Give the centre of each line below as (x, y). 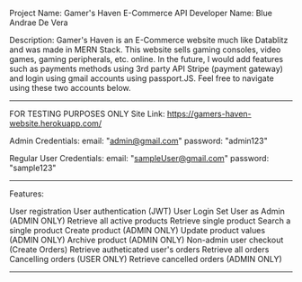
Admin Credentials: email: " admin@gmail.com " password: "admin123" (138, 141)
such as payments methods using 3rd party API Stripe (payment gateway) (146, 68)
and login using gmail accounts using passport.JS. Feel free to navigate (142, 78)
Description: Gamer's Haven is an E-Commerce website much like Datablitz (149, 40)
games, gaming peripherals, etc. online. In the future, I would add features (147, 59)
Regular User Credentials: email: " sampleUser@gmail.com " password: (139, 158)
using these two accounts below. (70, 88)
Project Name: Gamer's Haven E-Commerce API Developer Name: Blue (141, 13)
